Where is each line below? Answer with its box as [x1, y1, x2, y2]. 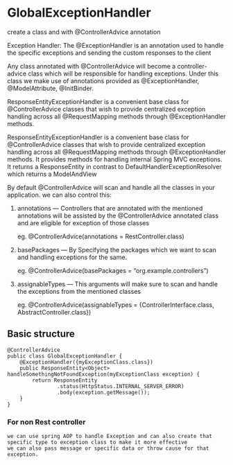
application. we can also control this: [7, 191, 112, 199]
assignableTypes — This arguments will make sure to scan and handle [17, 279, 218, 288]
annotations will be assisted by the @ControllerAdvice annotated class [17, 211, 219, 220]
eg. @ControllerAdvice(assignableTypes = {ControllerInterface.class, [17, 300, 215, 309]
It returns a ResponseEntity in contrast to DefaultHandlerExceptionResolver [7, 162, 222, 170]
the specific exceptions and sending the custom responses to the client [7, 49, 212, 57]
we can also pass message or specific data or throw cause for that [7, 445, 209, 452]
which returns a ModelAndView [7, 170, 97, 178]
